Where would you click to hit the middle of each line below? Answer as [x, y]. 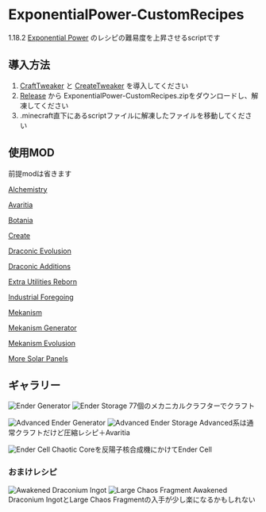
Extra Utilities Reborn [43, 281]
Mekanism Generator [42, 328]
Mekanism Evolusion [42, 343]
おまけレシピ [33, 472]
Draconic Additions [40, 266]
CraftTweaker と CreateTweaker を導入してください [104, 86]
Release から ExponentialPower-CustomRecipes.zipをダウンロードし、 [135, 95]
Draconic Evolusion [40, 251]
